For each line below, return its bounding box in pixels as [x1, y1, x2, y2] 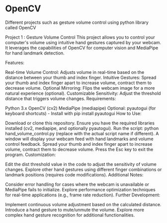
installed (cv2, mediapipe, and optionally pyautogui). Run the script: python [5, 125, 159, 131]
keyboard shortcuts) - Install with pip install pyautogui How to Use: [5, 110, 142, 116]
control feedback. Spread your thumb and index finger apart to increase [5, 141, 153, 147]
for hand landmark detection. [5, 50, 65, 56]
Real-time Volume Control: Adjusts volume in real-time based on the [5, 69, 145, 75]
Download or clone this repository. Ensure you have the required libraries [5, 120, 155, 126]
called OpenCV [5, 24, 36, 30]
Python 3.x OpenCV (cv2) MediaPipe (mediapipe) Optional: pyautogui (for [5, 105, 156, 111]
